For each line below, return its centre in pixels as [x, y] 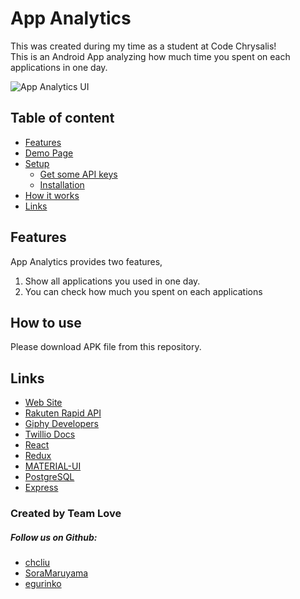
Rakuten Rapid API [63, 413]
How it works [52, 195]
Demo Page [49, 153]
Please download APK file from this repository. [106, 347]
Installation [62, 184]
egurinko [43, 584]
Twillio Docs [50, 434]
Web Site [43, 403]
